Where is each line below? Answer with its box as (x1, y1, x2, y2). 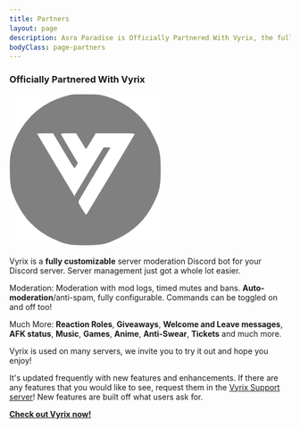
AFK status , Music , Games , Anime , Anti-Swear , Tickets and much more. (9, 328, 282, 339)
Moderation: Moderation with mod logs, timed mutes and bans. (9, 282, 241, 293)
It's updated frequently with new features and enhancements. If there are (9, 372, 279, 383)
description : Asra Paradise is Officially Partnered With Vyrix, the (9, 33, 274, 42)
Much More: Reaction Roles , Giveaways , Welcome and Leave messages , (9, 318, 283, 330)
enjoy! (9, 355, 32, 365)
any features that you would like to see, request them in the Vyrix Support (9, 382, 280, 392)
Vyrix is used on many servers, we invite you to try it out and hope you (9, 345, 269, 357)
